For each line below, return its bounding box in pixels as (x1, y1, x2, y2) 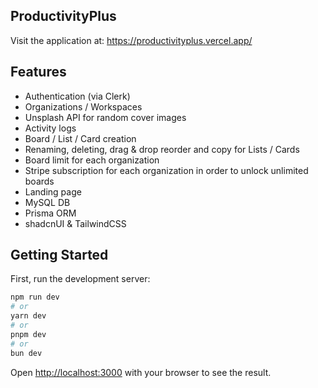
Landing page (24, 185, 82, 198)
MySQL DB (24, 196, 71, 208)
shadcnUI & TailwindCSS (24, 217, 127, 229)
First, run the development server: (10, 273, 151, 285)
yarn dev (10, 311, 47, 321)
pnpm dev (10, 329, 47, 339)
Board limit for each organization (24, 154, 160, 166)
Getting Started (10, 247, 109, 264)
